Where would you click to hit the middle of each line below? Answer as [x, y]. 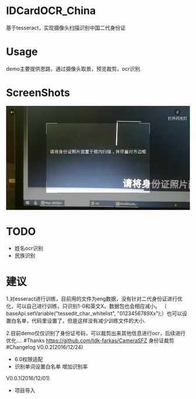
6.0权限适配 [29, 359]
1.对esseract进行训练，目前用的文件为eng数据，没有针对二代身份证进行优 [94, 299]
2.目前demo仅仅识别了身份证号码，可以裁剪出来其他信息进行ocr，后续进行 [96, 333]
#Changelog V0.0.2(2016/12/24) [45, 347]
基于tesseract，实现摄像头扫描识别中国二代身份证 [66, 28]
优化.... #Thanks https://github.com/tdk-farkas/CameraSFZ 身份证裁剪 [90, 340]
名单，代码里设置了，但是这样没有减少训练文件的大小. [81, 321]
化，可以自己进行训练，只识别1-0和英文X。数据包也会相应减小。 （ [87, 306]
